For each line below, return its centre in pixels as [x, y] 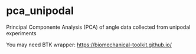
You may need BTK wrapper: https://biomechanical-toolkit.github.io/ [89, 45]
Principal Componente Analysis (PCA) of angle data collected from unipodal [98, 27]
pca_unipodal [40, 11]
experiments [21, 33]
